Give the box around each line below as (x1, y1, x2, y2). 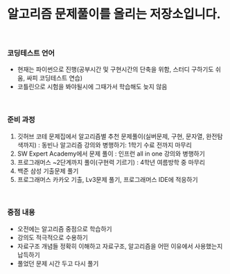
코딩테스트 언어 (7, 48, 55, 57)
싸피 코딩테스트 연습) (26, 74, 83, 82)
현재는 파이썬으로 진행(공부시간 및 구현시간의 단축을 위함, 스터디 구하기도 (17, 65, 214, 73)
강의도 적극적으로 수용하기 (17, 233, 89, 241)
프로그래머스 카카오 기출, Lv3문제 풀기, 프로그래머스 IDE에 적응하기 (17, 175, 199, 183)
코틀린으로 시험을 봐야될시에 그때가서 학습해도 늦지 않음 (17, 82, 168, 91)
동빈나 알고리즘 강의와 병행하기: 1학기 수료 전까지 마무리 (41, 140, 192, 149)
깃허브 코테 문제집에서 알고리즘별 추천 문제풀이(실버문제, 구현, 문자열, (17, 132, 204, 140)
